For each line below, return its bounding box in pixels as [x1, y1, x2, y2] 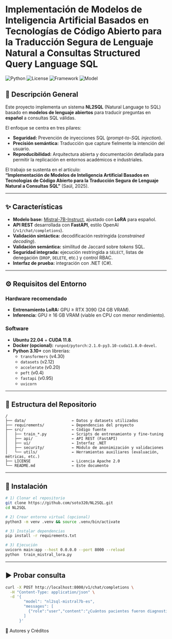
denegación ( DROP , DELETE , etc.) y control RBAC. [12, 254, 113, 261]
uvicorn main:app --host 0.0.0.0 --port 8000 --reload [5, 547, 125, 553]
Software [5, 325, 29, 332]
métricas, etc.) [5, 454, 40, 460]
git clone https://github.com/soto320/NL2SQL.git [5, 500, 114, 506]
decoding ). [12, 238, 36, 244]
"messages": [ [24, 604, 54, 609]
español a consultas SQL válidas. [5, 115, 76, 121]
